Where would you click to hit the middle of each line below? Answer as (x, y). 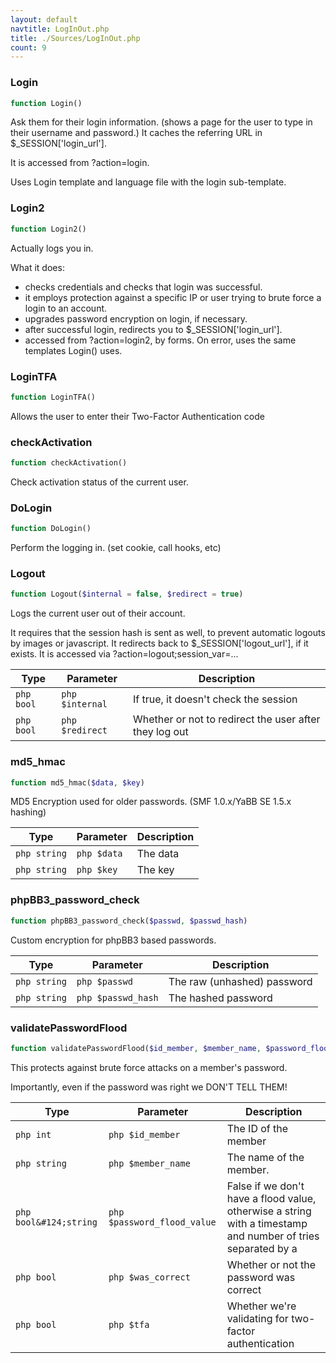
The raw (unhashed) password (240, 981)
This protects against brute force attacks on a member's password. (149, 1067)
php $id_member (144, 1134)
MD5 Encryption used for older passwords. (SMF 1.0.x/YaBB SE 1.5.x (151, 802)
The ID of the (257, 1128)
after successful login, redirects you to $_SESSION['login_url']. (153, 329)
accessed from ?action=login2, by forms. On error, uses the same (160, 340)
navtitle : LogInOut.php (60, 29)
